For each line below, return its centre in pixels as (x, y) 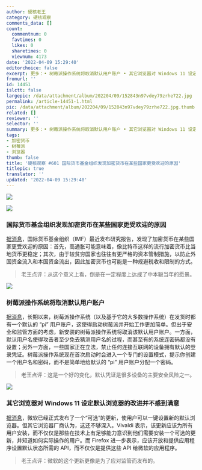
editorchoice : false (32, 68)
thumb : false (23, 157)
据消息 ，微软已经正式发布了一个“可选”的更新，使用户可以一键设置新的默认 (98, 418)
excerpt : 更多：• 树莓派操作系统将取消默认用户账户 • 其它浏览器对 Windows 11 (96, 74)
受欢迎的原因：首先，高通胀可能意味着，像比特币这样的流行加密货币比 (103, 246)
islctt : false (24, 90)
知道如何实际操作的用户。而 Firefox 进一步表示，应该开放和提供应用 (106, 440)
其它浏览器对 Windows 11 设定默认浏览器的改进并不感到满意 (93, 403)
